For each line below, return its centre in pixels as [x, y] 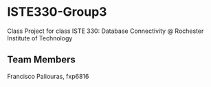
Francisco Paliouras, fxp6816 [48, 76]
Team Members [41, 60]
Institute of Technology [40, 38]
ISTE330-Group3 [57, 12]
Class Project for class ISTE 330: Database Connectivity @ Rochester [105, 31]
